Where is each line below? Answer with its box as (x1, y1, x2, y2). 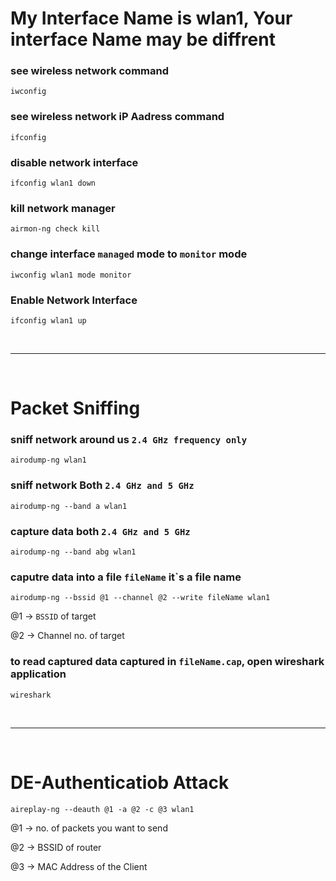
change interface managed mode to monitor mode (10, 247, 248, 261)
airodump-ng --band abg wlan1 (10, 547, 137, 557)
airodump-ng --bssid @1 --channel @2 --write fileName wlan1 (10, 593, 271, 603)
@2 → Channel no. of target (10, 630, 125, 642)
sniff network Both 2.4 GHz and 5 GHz (10, 478, 195, 492)
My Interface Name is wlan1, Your (10, 7, 293, 30)
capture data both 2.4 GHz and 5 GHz (10, 524, 191, 538)
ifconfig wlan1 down (10, 178, 97, 189)
